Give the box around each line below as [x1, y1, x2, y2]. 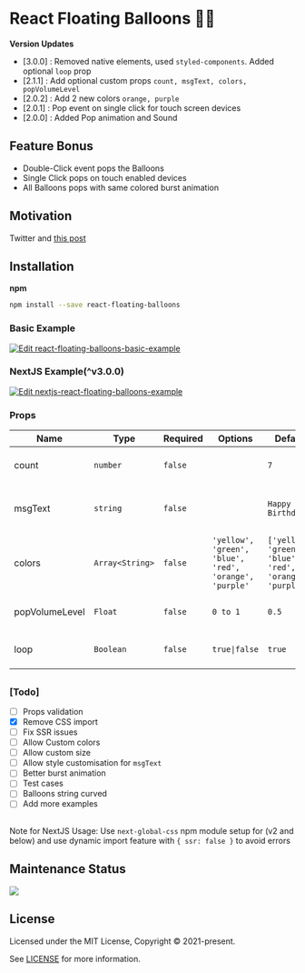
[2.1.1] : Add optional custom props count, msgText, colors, [22, 75, 248, 85]
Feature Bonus [9, 138, 93, 154]
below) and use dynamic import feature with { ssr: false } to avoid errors [9, 835, 290, 846]
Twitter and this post [9, 232, 86, 244]
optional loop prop [22, 65, 92, 76]
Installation [9, 258, 74, 274]
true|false [212, 645, 260, 655]
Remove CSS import [22, 716, 98, 727]
